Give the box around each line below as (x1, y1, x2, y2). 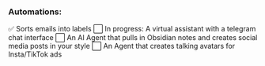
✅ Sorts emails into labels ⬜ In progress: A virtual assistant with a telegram (8, 24, 256, 34)
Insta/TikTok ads (8, 49, 62, 59)
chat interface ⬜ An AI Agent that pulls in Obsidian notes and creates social (8, 33, 258, 42)
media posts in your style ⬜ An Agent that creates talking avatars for (8, 42, 236, 51)
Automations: (8, 6, 62, 17)
